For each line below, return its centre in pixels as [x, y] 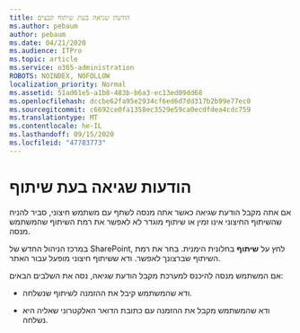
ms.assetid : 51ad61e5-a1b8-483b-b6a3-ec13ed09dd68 [106, 92]
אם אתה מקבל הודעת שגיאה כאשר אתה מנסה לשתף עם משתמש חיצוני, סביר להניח [150, 212]
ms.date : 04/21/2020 [48, 43]
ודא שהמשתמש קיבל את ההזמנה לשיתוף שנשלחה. [107, 293]
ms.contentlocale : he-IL [56, 127]
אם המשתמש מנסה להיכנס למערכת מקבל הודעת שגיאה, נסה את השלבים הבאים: [146, 276]
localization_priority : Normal [68, 84]
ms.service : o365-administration [72, 68]
